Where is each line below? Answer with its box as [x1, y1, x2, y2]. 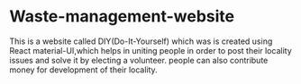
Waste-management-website [9, 6, 235, 27]
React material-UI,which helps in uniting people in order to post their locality [9, 45, 293, 55]
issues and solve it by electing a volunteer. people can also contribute [9, 55, 269, 65]
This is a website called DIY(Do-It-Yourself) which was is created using [9, 36, 273, 46]
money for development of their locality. [9, 64, 158, 75]
